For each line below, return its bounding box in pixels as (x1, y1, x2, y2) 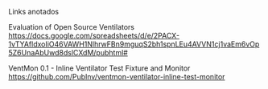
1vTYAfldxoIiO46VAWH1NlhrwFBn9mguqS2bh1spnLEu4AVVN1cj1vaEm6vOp (8, 39, 260, 49)
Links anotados (8, 7, 59, 16)
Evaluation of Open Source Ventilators (8, 22, 135, 31)
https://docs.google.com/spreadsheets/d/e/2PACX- (8, 31, 179, 40)
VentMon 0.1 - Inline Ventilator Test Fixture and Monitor (8, 63, 191, 73)
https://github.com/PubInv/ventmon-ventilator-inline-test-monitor (8, 72, 225, 81)
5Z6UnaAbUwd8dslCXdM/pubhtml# (8, 48, 129, 57)
